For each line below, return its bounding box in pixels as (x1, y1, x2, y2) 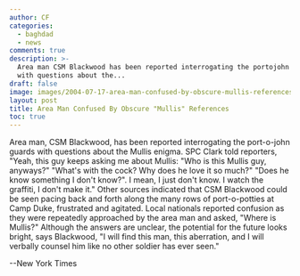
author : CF (9, 12, 50, 22)
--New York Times (9, 258, 78, 269)
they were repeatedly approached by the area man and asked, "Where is (9, 213, 277, 223)
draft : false (9, 79, 58, 88)
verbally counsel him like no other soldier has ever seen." (9, 241, 220, 252)
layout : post (9, 95, 58, 105)
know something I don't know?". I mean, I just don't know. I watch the (9, 175, 264, 185)
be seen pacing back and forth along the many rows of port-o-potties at (9, 193, 274, 205)
